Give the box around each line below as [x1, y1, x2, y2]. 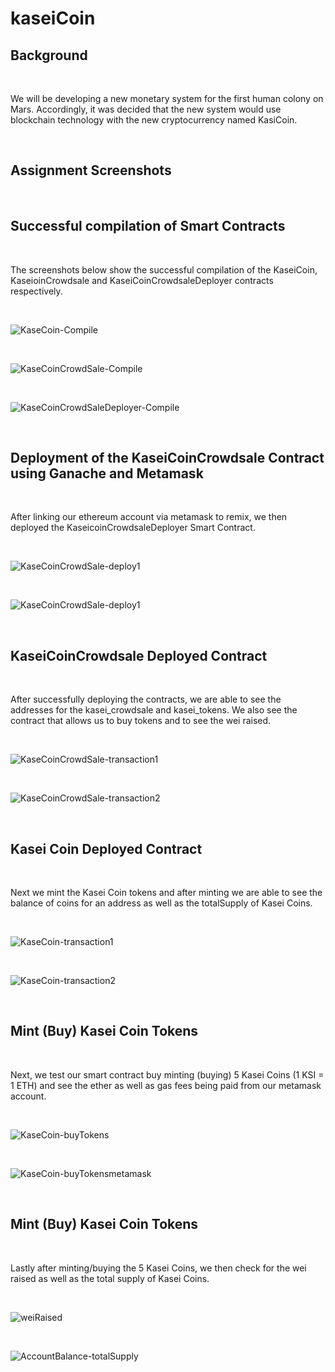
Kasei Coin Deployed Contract [10, 840, 203, 857]
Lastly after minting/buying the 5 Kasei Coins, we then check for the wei [10, 1262, 307, 1274]
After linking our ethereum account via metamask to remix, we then [10, 511, 288, 523]
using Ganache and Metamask [10, 465, 204, 482]
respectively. [10, 285, 63, 297]
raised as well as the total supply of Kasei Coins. [10, 1272, 210, 1284]
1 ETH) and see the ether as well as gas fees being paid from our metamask [10, 1079, 322, 1091]
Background [10, 47, 88, 64]
